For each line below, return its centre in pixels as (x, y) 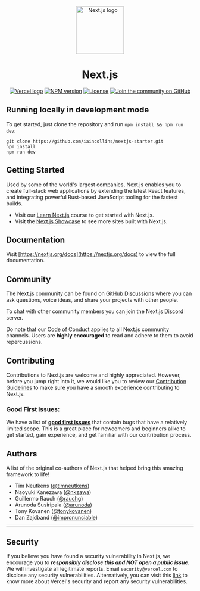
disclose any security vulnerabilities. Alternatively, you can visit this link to (97, 575)
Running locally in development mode (78, 110)
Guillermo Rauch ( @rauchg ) (49, 499)
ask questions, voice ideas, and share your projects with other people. (92, 300)
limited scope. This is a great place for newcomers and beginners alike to (96, 429)
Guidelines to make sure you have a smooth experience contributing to (93, 387)
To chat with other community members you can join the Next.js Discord (95, 311)
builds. (14, 203)
